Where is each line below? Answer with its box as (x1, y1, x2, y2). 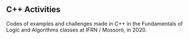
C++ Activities (6, 5, 61, 15)
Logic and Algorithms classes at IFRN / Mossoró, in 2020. (6, 26, 147, 33)
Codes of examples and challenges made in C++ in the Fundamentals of (6, 20, 183, 27)
